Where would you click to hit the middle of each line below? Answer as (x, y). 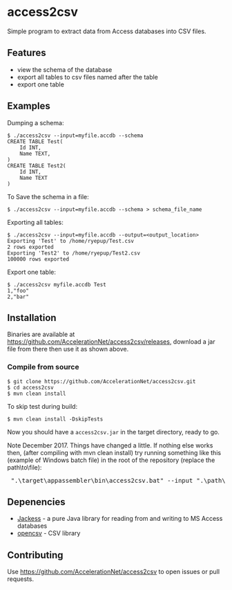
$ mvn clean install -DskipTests (55, 419)
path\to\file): (25, 467)
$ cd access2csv (30, 387)
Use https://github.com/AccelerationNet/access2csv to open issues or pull (113, 572)
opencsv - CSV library (49, 533)
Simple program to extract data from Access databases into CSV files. (107, 31)
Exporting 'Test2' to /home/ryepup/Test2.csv (74, 253)
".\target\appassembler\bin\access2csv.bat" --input (102, 480)
